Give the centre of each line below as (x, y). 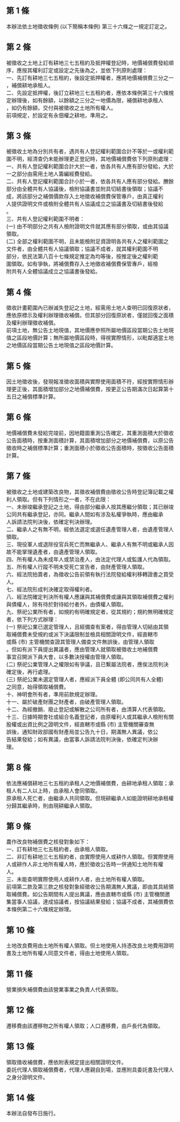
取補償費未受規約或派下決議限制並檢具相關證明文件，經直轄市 (82, 634)
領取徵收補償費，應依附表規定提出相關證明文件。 (66, 1062)
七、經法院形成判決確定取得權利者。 (51, 589)
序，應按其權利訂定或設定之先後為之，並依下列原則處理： (77, 70)
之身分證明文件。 (27, 1077)
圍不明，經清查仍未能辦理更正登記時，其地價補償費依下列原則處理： (90, 159)
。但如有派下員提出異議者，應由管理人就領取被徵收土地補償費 (82, 649)
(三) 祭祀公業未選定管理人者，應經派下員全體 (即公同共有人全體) (85, 679)
